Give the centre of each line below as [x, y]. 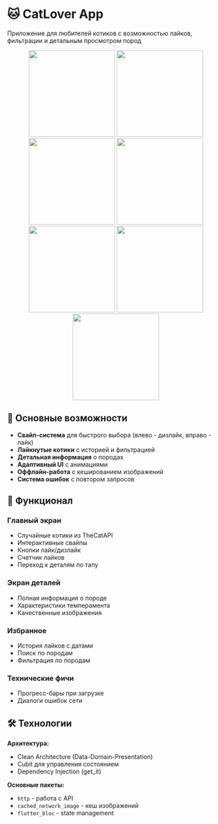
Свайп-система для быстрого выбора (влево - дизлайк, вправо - [114, 434]
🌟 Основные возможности [67, 418]
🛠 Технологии [40, 723]
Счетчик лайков [41, 558]
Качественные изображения [59, 612]
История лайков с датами [55, 646]
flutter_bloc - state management [65, 813]
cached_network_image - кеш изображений [78, 806]
